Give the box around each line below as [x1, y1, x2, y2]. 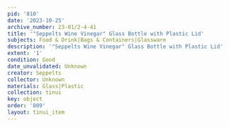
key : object [7, 96, 43, 103]
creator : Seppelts [7, 69, 62, 76]
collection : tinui [7, 89, 62, 96]
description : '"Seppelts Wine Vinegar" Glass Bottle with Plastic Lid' [7, 43, 223, 50]
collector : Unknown [7, 75, 65, 83]
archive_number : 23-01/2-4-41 [7, 23, 97, 30]
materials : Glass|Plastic [7, 83, 84, 90]
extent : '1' [7, 50, 43, 57]
